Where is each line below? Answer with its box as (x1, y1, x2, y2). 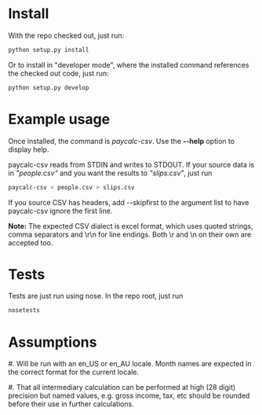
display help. (8, 145, 49, 154)
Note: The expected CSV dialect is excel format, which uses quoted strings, (8, 221, 253, 230)
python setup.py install (8, 46, 89, 53)
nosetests (8, 307, 41, 314)
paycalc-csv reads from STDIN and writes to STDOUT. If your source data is (8, 160, 255, 169)
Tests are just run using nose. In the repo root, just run (8, 292, 184, 301)
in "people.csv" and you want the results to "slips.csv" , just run (8, 168, 213, 178)
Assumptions (8, 333, 97, 351)
